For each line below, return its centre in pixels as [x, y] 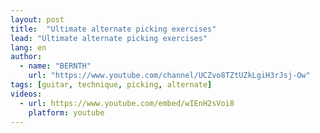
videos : [26, 94]
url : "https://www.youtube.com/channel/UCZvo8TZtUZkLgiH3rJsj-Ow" [169, 76]
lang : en [28, 47]
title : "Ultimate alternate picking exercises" [113, 29]
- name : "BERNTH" [55, 66]
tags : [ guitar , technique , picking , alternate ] [111, 85]
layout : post [37, 19]
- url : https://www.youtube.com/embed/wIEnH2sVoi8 [127, 103]
